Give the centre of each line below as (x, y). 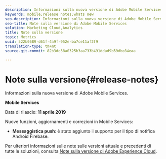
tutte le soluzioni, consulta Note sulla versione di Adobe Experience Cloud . (81, 151)
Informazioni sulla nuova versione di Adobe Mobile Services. (67, 93)
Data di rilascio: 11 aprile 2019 (36, 112)
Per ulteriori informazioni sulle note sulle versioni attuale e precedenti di (78, 146)
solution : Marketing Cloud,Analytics (44, 28)
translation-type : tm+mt (31, 46)
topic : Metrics (21, 37)
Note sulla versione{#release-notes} (82, 79)
